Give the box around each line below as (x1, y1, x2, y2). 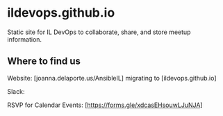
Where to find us (7, 56, 81, 67)
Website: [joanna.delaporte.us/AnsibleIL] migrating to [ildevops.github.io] (7, 74, 217, 82)
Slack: (7, 87, 25, 95)
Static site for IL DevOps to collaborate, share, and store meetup (7, 28, 191, 36)
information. (7, 35, 42, 43)
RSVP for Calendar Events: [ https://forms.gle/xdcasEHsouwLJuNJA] (7, 101, 203, 109)
